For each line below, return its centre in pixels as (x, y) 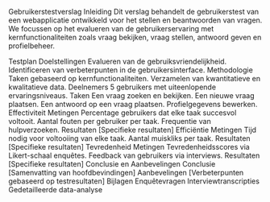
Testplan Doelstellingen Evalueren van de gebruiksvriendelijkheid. (118, 61)
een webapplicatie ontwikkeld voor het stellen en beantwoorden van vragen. (135, 20)
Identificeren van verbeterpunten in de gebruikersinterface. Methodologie (131, 70)
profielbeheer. (31, 46)
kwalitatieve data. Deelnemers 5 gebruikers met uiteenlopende (112, 87)
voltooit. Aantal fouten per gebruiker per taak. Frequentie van (110, 121)
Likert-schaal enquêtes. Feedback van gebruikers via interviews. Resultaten (134, 155)
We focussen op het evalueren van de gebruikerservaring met (111, 29)
